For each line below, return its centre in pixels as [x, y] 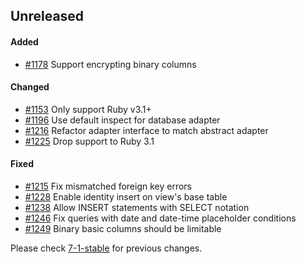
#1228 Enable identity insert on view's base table [126, 197]
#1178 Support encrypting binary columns [110, 64]
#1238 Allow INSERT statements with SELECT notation [137, 207]
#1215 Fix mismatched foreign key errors [108, 186]
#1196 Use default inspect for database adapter [122, 120]
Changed [30, 87]
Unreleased [47, 16]
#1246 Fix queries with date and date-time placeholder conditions [160, 218]
